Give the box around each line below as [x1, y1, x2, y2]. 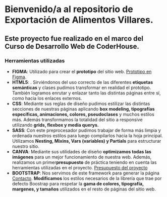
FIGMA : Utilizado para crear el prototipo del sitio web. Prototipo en [12, 68, 152, 74]
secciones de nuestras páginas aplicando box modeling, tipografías [12, 106, 155, 112]
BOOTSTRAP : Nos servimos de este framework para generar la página [12, 170, 160, 176]
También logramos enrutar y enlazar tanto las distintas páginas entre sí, [12, 89, 161, 96]
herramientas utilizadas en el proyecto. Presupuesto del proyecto [12, 164, 148, 170]
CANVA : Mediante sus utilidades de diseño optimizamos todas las [12, 148, 152, 154]
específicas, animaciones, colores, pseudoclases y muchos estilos [12, 111, 154, 117]
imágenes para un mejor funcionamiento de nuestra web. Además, [12, 154, 152, 160]
